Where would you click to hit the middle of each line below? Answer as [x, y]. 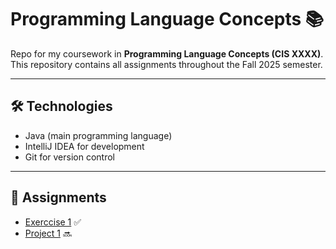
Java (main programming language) [98, 135]
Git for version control [70, 157]
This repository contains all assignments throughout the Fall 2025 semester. [166, 64]
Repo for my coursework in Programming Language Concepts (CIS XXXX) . [167, 53]
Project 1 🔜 [48, 233]
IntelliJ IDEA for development [84, 146]
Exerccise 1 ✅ [53, 222]
